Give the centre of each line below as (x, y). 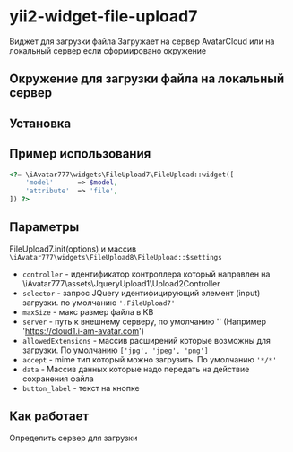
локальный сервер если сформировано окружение (108, 50)
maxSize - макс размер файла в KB (88, 311)
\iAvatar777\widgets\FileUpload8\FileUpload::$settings (116, 257)
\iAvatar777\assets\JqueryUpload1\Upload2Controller (121, 283)
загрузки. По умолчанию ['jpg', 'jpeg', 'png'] (115, 350)
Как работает (49, 417)
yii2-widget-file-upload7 (103, 17)
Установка (40, 123)
